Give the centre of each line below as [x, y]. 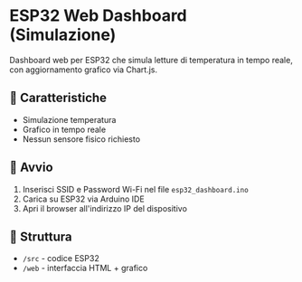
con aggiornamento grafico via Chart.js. [84, 70]
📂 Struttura [41, 236]
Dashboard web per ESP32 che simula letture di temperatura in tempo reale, [151, 60]
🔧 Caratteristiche [58, 98]
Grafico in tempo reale [64, 129]
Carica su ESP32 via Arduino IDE [83, 199]
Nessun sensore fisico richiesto [81, 139]
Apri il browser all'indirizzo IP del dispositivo [105, 208]
